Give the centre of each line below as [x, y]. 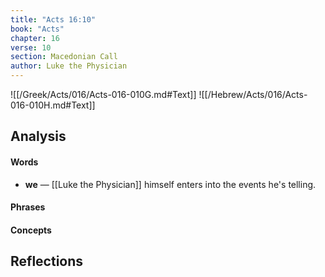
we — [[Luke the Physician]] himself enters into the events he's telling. [170, 184]
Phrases [28, 207]
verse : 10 [31, 47]
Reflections [47, 261]
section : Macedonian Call [64, 57]
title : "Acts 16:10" [53, 19]
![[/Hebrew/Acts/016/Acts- [253, 94]
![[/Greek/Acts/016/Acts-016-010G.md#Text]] [103, 94]
